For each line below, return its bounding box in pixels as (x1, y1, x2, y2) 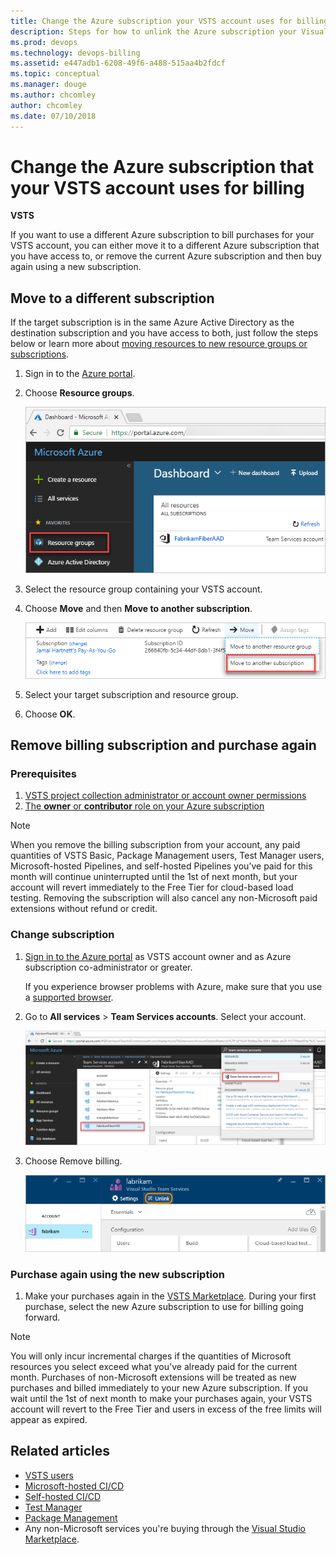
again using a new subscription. (10, 261, 142, 273)
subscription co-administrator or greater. (24, 961, 193, 973)
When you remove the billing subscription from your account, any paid (10, 839, 301, 851)
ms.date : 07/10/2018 (10, 111, 97, 121)
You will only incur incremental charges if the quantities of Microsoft (10, 1350, 292, 1362)
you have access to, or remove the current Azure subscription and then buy (10, 250, 322, 262)
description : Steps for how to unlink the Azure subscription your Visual (10, 26, 329, 37)
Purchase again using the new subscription (10, 1267, 226, 1281)
